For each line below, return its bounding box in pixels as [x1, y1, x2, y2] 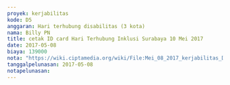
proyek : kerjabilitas [7, 10, 69, 17]
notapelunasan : [7, 67, 51, 74]
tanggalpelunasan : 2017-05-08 [7, 61, 94, 68]
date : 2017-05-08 [7, 42, 57, 49]
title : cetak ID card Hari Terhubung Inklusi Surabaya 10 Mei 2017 [7, 36, 204, 42]
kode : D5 [7, 16, 32, 23]
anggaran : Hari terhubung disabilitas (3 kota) [7, 23, 146, 29]
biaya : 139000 [7, 49, 48, 56]
